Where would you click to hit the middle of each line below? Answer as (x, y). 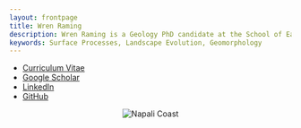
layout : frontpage (43, 17)
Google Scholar (51, 78)
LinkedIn (38, 87)
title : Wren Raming (46, 26)
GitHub (35, 97)
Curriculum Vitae (53, 68)
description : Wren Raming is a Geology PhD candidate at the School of (146, 34)
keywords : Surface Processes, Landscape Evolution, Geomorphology (136, 43)
